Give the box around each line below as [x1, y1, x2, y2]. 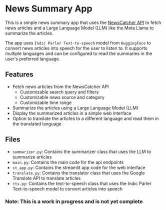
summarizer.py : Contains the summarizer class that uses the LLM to [12, 148, 151, 154]
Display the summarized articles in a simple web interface [12, 110, 131, 116]
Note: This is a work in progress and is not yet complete [5, 198, 143, 205]
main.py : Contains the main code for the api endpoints [12, 159, 124, 165]
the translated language [12, 120, 61, 126]
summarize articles [12, 153, 52, 160]
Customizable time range [19, 99, 72, 105]
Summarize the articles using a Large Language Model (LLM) [12, 104, 138, 110]
